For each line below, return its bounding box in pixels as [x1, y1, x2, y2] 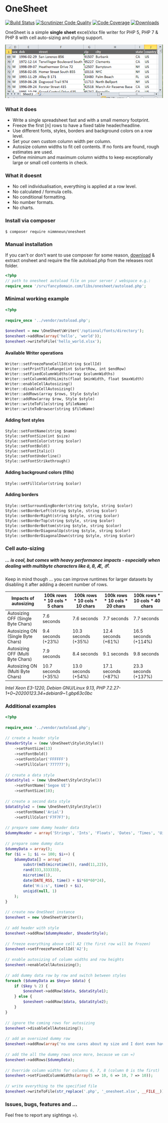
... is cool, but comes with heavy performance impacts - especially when [5, 557, 160, 563]
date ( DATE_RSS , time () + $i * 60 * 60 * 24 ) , [23, 878, 106, 883]
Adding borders [5, 491, 38, 497]
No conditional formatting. [12, 194, 66, 200]
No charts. [12, 204, 34, 210]
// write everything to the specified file [5, 1083, 97, 1089]
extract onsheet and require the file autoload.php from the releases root [5, 257, 153, 263]
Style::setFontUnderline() [5, 453, 61, 459]
